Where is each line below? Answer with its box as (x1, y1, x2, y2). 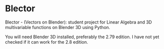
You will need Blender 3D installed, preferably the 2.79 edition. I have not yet (5, 34, 160, 40)
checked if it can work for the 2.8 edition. (5, 39, 88, 45)
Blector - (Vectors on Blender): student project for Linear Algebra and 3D (5, 19, 152, 25)
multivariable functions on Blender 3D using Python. (5, 24, 110, 30)
